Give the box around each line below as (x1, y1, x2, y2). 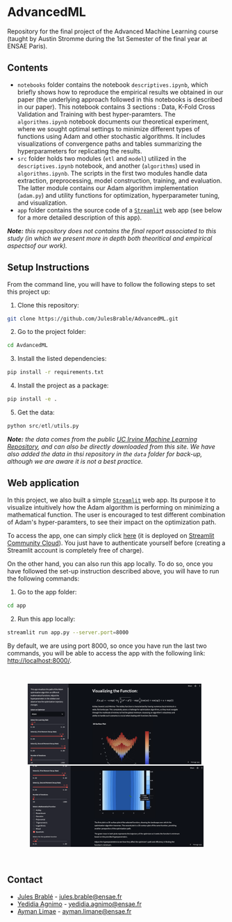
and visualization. (17, 199, 68, 207)
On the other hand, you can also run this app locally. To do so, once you (7, 560, 213, 568)
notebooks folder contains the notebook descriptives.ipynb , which (17, 81, 208, 89)
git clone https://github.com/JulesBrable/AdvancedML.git (7, 315, 179, 322)
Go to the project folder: (17, 328, 86, 336)
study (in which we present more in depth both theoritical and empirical (7, 234, 213, 242)
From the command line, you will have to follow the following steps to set (7, 280, 215, 288)
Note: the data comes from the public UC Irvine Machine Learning (7, 435, 198, 443)
